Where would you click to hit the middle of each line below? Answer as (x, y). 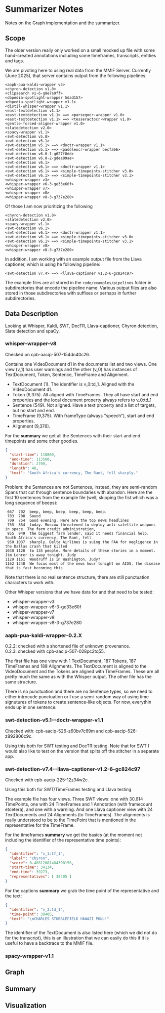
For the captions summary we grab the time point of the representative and (82, 890)
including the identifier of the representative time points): (63, 840)
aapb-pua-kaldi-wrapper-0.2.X (44, 635)
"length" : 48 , (24, 468)
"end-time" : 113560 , (31, 459)
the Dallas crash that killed (36, 546)
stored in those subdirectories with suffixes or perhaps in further (71, 293)
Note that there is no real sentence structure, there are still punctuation (77, 577)
